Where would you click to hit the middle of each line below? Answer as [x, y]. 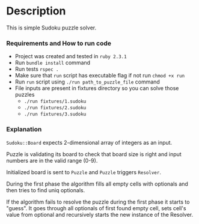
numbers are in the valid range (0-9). [52, 160]
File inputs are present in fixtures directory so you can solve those [97, 88]
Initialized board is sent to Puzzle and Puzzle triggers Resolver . [84, 172]
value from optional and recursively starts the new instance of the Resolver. [100, 214]
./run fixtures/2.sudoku [55, 108]
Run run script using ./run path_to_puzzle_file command [87, 82]
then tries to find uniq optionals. [46, 190]
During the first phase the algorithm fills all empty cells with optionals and [97, 184]
